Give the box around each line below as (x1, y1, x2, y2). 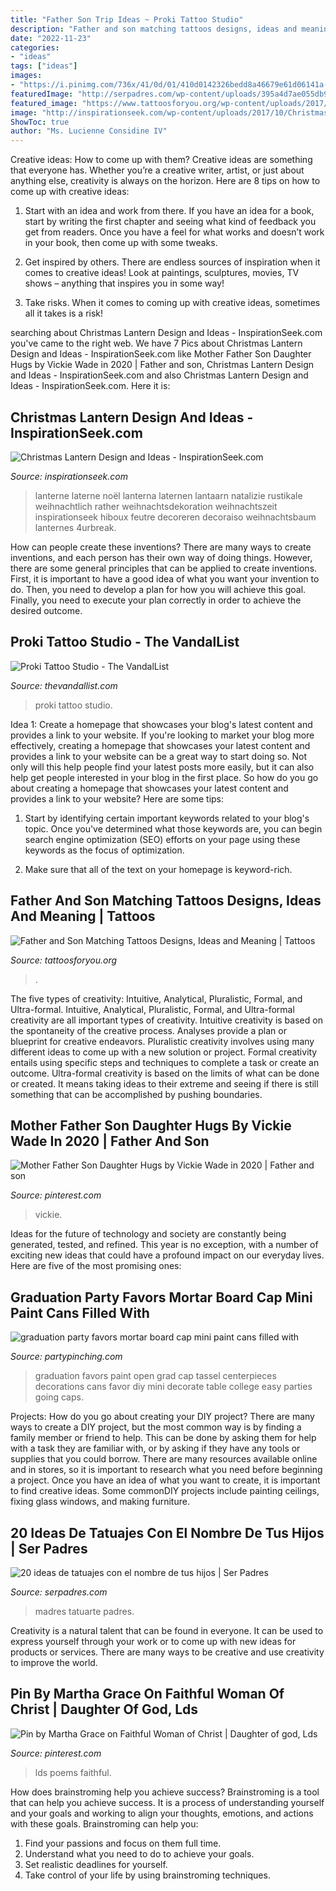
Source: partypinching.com (10, 1351, 123, 1363)
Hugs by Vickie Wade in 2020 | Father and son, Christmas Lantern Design (10, 359, 315, 371)
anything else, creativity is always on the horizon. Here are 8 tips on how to (10, 175, 321, 187)
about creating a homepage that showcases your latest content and (10, 782, 289, 794)
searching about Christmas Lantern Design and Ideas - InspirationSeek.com (10, 327, 323, 339)
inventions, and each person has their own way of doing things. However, (10, 551, 313, 563)
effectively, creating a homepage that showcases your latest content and (10, 739, 311, 751)
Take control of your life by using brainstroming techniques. (24, 1869, 271, 1881)
